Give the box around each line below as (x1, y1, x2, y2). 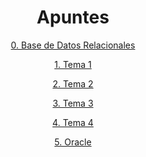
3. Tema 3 (52, 97, 94, 109)
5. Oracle (54, 136, 92, 148)
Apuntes (36, 6, 110, 29)
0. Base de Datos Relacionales (10, 39, 136, 51)
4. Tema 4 (52, 116, 94, 128)
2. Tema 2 (52, 77, 94, 90)
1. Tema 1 (54, 58, 92, 70)
